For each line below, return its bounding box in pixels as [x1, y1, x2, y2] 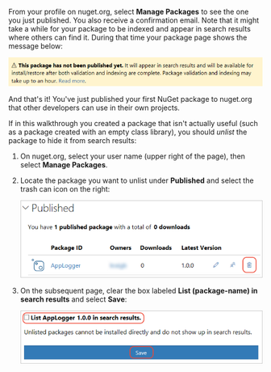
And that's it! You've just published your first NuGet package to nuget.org [8, 94, 252, 104]
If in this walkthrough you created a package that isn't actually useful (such [8, 118, 258, 128]
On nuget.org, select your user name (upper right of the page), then [19, 151, 246, 161]
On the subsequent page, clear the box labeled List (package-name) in [19, 286, 258, 296]
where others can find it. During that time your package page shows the [8, 32, 248, 42]
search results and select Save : [19, 294, 127, 304]
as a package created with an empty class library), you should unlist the [8, 127, 248, 137]
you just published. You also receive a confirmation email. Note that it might [8, 15, 260, 25]
